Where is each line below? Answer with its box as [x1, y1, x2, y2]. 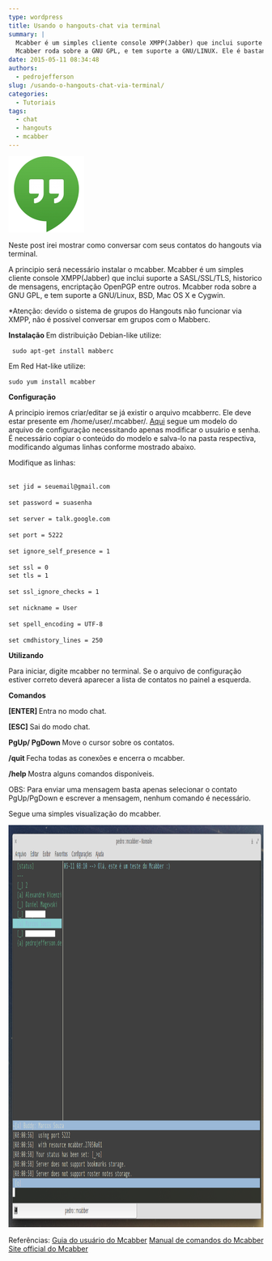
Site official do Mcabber [8, 1243, 89, 1254]
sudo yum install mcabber [8, 377, 96, 386]
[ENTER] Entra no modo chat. [8, 706, 107, 715]
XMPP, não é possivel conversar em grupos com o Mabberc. [8, 314, 210, 324]
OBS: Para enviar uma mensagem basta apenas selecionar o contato [8, 784, 237, 794]
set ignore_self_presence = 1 [8, 547, 111, 555]
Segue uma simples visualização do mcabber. [8, 809, 162, 818]
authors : [8, 65, 38, 73]
